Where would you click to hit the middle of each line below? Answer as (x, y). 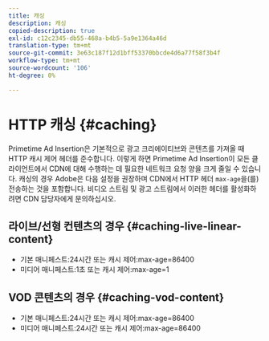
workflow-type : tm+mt (45, 61)
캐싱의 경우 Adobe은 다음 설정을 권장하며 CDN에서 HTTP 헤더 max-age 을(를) (139, 178)
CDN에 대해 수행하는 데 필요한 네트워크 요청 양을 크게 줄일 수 (145, 168)
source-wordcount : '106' (50, 68)
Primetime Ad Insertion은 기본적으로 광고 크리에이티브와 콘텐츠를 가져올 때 (126, 148)
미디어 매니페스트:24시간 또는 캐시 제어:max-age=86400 (110, 328)
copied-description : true (51, 30)
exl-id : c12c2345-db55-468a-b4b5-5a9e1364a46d (88, 38)
